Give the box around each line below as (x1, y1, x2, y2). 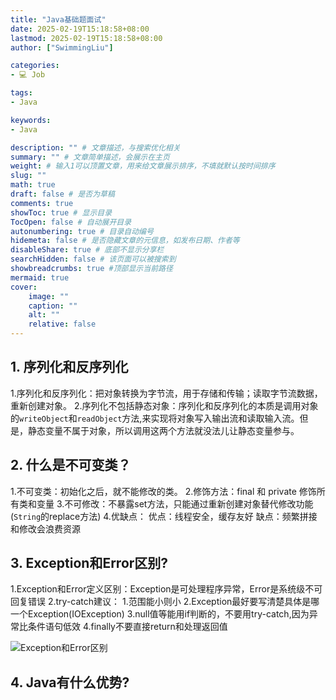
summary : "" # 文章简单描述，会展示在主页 (10, 152, 170, 162)
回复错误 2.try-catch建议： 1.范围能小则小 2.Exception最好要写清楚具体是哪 (10, 596, 320, 608)
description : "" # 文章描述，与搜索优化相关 (10, 142, 181, 153)
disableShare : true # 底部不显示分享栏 (10, 245, 165, 255)
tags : (10, 88, 33, 98)
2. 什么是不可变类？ (10, 457, 132, 474)
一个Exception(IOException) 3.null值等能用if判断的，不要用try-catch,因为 (10, 608, 310, 620)
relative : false (28, 319, 97, 330)
